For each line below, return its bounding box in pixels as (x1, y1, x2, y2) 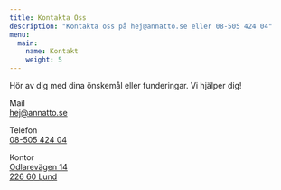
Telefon (9, 125, 38, 136)
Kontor (9, 152, 34, 163)
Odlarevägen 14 (9, 162, 68, 172)
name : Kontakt (25, 47, 79, 56)
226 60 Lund (9, 171, 58, 182)
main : (17, 38, 39, 48)
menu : (9, 30, 30, 39)
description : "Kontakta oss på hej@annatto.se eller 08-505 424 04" (9, 22, 273, 31)
